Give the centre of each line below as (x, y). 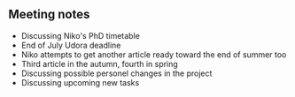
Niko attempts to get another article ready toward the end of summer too (154, 54)
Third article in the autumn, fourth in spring (99, 63)
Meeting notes (49, 15)
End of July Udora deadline (71, 45)
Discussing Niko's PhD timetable (81, 35)
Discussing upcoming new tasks (80, 82)
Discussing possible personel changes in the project (116, 73)
